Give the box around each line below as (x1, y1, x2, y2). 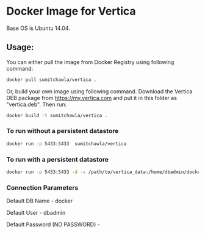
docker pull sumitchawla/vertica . (6, 76, 97, 83)
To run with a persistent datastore (6, 155, 109, 163)
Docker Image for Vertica (6, 4, 136, 18)
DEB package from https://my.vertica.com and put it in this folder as (6, 94, 177, 101)
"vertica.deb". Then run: (6, 101, 67, 108)
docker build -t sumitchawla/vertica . (6, 112, 108, 118)
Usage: (6, 42, 35, 52)
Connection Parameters (6, 183, 79, 192)
